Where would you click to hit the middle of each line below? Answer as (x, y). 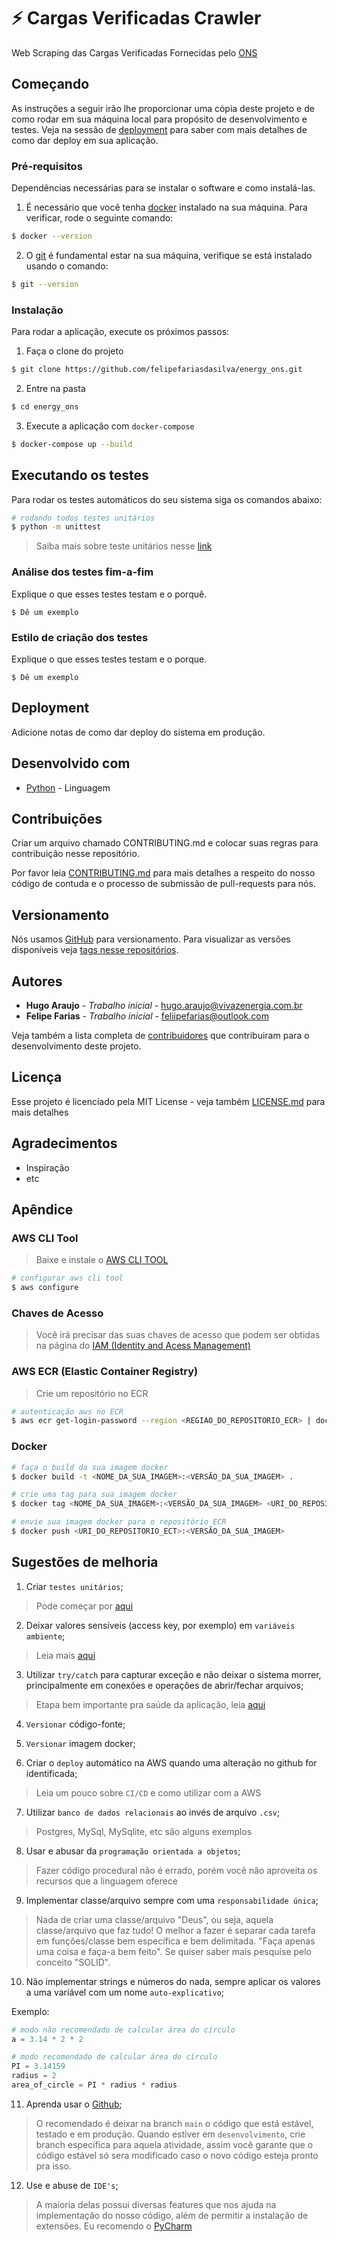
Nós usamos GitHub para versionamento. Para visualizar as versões (151, 939)
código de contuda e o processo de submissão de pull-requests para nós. (163, 884)
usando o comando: (67, 266)
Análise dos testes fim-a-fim (82, 572)
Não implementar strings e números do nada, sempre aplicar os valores (173, 1981)
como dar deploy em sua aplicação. (85, 140)
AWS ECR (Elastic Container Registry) (105, 1372)
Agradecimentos (64, 1143)
